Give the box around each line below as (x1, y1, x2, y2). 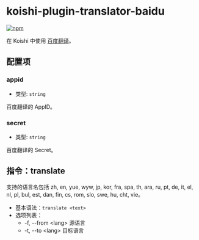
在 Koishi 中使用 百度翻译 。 (6, 37, 74, 44)
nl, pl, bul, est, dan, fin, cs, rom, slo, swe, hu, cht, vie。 (6, 191, 144, 198)
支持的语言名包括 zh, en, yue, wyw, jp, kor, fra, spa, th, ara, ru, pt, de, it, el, (6, 183, 194, 191)
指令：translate (6, 166, 65, 176)
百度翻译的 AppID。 (6, 103, 56, 111)
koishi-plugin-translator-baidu (6, 4, 165, 18)
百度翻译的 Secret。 (6, 146, 57, 153)
